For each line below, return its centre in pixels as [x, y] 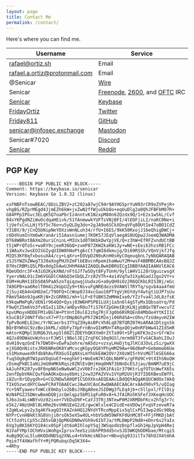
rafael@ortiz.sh [30, 63]
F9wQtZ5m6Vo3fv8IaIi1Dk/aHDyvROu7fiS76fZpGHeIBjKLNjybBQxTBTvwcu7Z [91, 307]
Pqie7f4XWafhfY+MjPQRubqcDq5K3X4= [48, 441]
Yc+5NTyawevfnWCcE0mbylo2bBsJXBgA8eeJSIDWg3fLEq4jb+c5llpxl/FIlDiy [91, 390]
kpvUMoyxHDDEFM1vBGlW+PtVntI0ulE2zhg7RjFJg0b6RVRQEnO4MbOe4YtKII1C [91, 313]
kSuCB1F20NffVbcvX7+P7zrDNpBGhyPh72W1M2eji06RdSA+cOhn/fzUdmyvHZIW [91, 318]
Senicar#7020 [29, 140]
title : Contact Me [29, 17]
